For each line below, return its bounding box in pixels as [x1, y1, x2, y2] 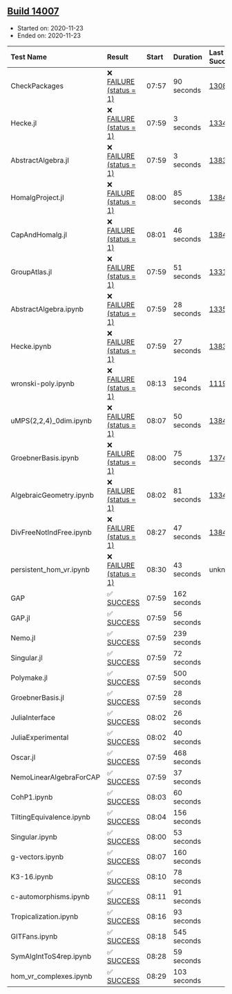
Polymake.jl [10, 673, 48, 683]
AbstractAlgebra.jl [10, 155, 69, 165]
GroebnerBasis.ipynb [10, 453, 79, 462]
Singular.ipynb [10, 832, 57, 842]
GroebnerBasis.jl [10, 692, 64, 702]
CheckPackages [10, 81, 64, 91]
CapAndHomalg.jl [10, 230, 68, 240]
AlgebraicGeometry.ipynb [10, 490, 95, 500]
